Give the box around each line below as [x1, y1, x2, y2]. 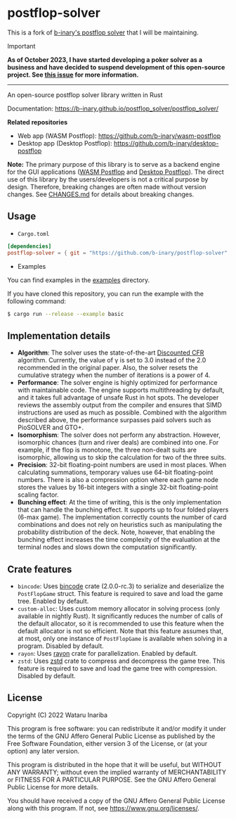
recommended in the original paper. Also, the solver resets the [17, 364, 198, 372]
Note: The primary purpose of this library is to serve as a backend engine [7, 160, 221, 168]
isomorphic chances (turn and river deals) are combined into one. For [17, 438, 219, 447]
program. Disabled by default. [17, 642, 104, 650]
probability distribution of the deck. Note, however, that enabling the [17, 528, 216, 536]
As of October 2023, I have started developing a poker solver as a [7, 55, 202, 64]
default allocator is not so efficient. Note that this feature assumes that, [17, 627, 223, 635]
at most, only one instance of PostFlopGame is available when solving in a [17, 635, 228, 642]
